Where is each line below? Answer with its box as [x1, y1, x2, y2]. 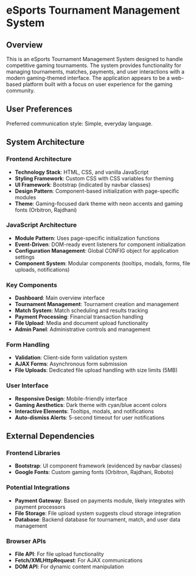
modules [14, 193, 37, 201]
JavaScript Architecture [6, 221, 77, 229]
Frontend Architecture [6, 155, 72, 163]
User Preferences [6, 104, 72, 114]
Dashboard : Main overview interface [14, 294, 105, 301]
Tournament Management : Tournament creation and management [14, 301, 179, 308]
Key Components [6, 281, 58, 289]
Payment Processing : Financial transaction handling [14, 313, 144, 320]
